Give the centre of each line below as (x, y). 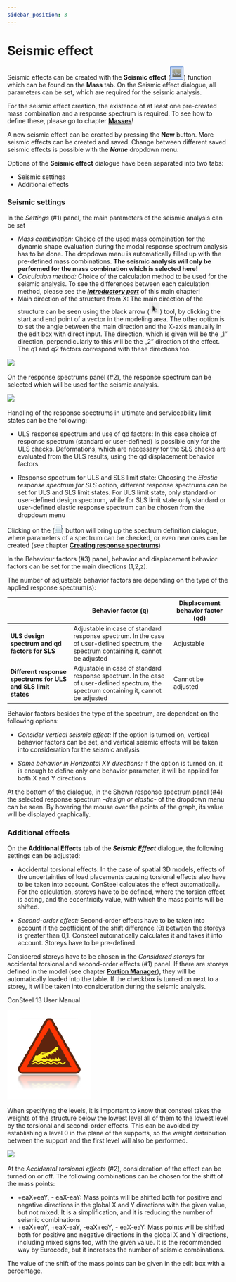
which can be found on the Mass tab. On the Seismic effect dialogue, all (112, 85)
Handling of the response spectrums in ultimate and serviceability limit (109, 413)
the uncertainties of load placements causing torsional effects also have (122, 876)
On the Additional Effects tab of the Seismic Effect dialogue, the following (115, 848)
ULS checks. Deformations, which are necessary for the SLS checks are (122, 449)
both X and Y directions (52, 778)
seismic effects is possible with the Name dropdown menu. (93, 149)
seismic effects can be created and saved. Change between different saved (117, 142)
